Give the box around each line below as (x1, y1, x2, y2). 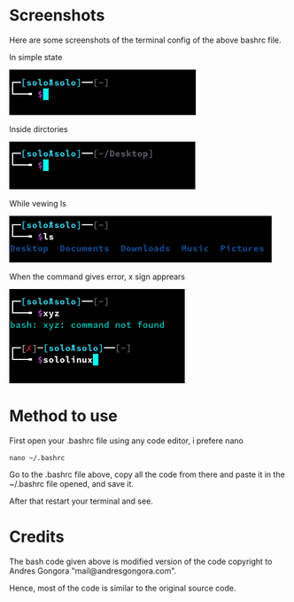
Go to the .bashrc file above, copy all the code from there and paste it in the (9, 469, 285, 480)
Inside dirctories (9, 123, 68, 134)
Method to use (9, 406, 118, 426)
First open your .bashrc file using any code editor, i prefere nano (9, 435, 244, 446)
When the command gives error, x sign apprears (9, 271, 186, 282)
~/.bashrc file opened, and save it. (9, 478, 135, 489)
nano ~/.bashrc (9, 453, 66, 462)
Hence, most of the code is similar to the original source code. (9, 582, 236, 593)
